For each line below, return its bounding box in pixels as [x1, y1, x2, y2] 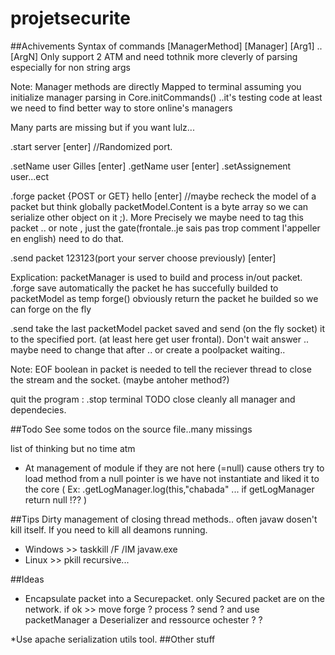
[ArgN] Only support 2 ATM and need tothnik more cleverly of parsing [10, 50, 298, 62]
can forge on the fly [10, 303, 92, 315]
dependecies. [10, 403, 67, 416]
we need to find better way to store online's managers [10, 102, 233, 114]
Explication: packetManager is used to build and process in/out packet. [10, 271, 303, 283]
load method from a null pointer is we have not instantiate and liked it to [24, 472, 320, 484]
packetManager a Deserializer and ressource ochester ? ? [24, 613, 263, 626]
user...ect [10, 170, 50, 182]
